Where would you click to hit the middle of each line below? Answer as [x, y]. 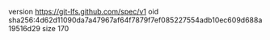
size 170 [55, 28]
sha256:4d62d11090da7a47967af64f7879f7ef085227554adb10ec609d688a [135, 20]
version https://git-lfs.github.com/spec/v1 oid [84, 12]
